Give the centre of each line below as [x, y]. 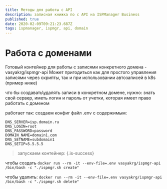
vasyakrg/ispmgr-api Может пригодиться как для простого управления [81, 72]
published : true [22, 19]
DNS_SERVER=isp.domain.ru [32, 122]
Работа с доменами [48, 53]
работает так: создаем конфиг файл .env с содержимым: [66, 113]
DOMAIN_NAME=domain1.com [31, 135]
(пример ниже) [21, 83]
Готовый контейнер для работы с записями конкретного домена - [76, 67]
